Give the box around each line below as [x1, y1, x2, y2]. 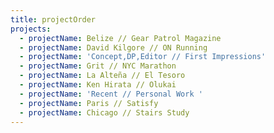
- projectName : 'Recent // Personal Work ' [19, 89, 203, 99]
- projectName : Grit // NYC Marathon [19, 61, 177, 71]
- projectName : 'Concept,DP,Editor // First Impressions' [19, 52, 267, 62]
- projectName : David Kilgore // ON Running [19, 42, 208, 53]
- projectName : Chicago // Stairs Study [19, 107, 190, 118]
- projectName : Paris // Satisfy [19, 98, 159, 108]
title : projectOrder [10, 14, 97, 25]
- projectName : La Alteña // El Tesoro [19, 71, 186, 81]
